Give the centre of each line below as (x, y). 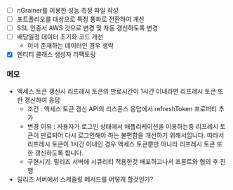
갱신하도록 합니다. (59, 153)
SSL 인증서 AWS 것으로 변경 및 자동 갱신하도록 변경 (87, 28)
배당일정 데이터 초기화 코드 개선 (60, 37)
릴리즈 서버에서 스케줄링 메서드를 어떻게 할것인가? (85, 179)
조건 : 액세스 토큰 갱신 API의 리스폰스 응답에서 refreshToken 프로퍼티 (122, 108)
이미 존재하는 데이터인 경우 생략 (70, 46)
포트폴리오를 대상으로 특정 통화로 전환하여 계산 (80, 19)
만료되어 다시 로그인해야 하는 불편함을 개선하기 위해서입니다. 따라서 (132, 135)
